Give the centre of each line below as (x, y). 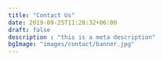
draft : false (29, 30)
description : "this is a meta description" (82, 37)
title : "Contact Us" (42, 15)
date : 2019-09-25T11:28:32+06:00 (63, 23)
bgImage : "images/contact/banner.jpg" (71, 44)
